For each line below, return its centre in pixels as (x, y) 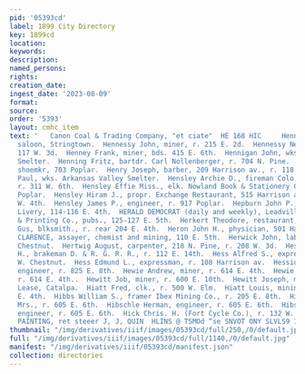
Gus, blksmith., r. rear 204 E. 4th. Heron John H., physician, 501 (152, 229)
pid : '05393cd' (38, 18)
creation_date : (38, 85)
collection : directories (56, 355)
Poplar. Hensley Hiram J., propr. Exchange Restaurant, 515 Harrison (154, 195)
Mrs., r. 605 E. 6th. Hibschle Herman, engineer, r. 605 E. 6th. (146, 305)
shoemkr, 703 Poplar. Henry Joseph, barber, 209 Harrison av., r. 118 (156, 170)
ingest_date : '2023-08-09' (60, 93)
